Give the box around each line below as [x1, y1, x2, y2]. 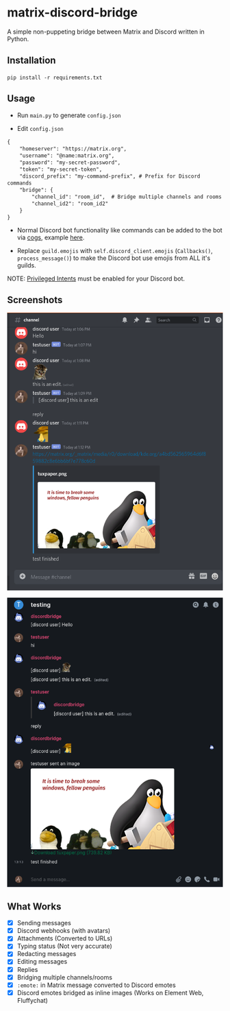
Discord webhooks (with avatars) [16, 927, 111, 935]
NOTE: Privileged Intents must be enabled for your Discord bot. [7, 274, 186, 283]
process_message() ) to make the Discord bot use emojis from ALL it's [16, 254, 211, 262]
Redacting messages [16, 950, 77, 958]
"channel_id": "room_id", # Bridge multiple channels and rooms [31, 193, 222, 200]
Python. [7, 34, 29, 43]
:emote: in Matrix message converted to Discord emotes [16, 981, 176, 989]
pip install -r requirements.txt [7, 74, 103, 81]
